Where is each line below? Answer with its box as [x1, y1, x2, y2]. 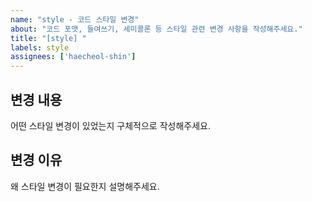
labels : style [10, 42, 70, 53]
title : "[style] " [10, 33, 87, 43]
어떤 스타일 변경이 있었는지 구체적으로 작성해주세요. [10, 119, 211, 131]
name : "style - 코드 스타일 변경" [10, 14, 140, 25]
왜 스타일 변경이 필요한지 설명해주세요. [10, 180, 160, 192]
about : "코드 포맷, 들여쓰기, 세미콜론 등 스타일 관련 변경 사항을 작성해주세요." [10, 24, 303, 34]
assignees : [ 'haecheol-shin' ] [10, 52, 137, 62]
